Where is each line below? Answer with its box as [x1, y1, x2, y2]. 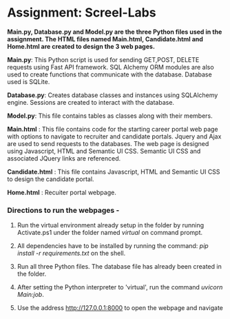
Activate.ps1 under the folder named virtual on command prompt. [17, 229, 203, 237]
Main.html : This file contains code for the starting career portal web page [7, 125, 218, 133]
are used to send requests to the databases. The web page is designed [7, 139, 209, 147]
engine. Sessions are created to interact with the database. [7, 98, 174, 106]
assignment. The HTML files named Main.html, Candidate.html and [7, 34, 203, 43]
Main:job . [17, 291, 45, 299]
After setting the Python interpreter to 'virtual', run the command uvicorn [17, 283, 223, 291]
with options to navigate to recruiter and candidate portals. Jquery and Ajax [7, 132, 222, 141]
